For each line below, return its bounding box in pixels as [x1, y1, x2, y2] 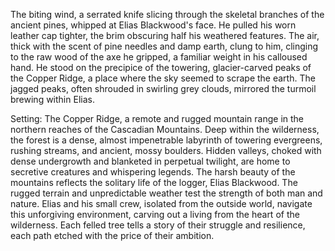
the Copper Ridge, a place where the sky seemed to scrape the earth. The [10, 72, 316, 84]
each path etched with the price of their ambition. [10, 230, 215, 241]
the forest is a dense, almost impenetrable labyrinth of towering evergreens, [10, 134, 323, 146]
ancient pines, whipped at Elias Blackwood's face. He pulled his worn [10, 19, 297, 31]
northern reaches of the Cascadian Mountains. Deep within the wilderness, [10, 124, 320, 135]
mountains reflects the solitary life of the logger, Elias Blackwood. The [10, 177, 298, 188]
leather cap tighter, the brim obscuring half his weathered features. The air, [10, 30, 320, 41]
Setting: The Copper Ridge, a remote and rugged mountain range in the [10, 113, 305, 124]
